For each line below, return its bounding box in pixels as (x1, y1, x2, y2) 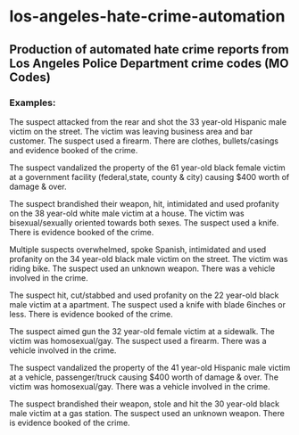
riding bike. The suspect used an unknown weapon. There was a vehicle (9, 263, 276, 274)
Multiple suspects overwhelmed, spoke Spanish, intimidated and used (9, 243, 267, 255)
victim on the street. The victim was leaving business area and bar (9, 126, 253, 136)
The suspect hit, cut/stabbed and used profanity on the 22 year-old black (9, 290, 279, 300)
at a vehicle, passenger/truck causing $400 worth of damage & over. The (9, 372, 279, 382)
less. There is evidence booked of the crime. (9, 308, 174, 319)
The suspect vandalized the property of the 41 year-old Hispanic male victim (9, 362, 291, 373)
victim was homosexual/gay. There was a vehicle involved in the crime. (9, 381, 270, 391)
